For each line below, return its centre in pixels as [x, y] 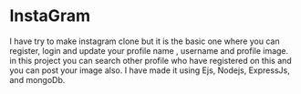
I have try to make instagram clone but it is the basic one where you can [145, 41]
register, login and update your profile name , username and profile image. [149, 50]
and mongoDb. [37, 79]
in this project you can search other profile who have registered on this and [150, 60]
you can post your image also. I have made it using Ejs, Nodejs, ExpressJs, [150, 70]
